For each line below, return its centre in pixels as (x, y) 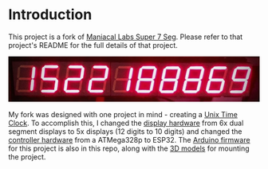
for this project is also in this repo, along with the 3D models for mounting (129, 148)
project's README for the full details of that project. (93, 45)
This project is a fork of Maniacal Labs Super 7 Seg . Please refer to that (126, 37)
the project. (27, 156)
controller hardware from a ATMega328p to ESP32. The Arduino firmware (129, 140)
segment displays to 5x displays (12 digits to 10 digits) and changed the (125, 131)
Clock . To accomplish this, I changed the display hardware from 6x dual (126, 123)
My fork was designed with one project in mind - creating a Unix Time (123, 114)
